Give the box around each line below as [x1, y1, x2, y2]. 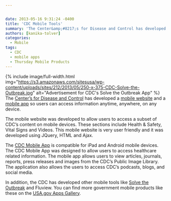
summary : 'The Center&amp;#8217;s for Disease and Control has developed [5, 26, 166, 31]
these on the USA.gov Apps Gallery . [5, 190, 81, 196]
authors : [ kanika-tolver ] [5, 31, 60, 36]
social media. [5, 169, 33, 175]
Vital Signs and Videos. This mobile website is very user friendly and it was [5, 126, 164, 133]
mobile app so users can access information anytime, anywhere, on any [5, 100, 157, 106]
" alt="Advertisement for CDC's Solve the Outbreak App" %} [32, 90, 160, 96]
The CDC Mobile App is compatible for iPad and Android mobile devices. [5, 142, 159, 148]
